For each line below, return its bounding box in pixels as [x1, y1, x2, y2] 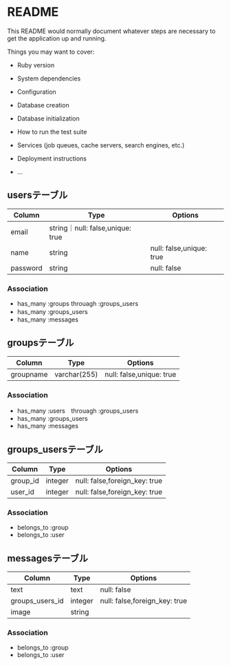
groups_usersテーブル [7, 444, 103, 455]
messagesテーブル [7, 552, 88, 564]
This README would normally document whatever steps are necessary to [7, 27, 216, 35]
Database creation [16, 101, 70, 109]
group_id [10, 476, 39, 486]
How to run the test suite [16, 127, 87, 136]
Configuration [16, 87, 56, 96]
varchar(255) [54, 369, 98, 379]
